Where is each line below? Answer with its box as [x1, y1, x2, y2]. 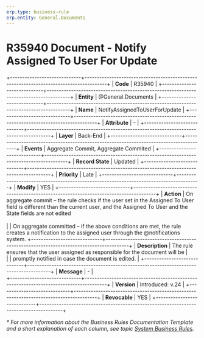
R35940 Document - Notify [6, 41, 147, 55]
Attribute [105, 119, 129, 127]
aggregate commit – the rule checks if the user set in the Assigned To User [6, 197, 194, 204]
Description [136, 242, 167, 250]
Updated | [113, 158, 139, 165]
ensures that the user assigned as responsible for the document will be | [6, 248, 188, 256]
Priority [58, 171, 79, 178]
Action [164, 190, 181, 198]
